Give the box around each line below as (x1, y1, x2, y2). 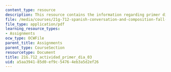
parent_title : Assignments (5, 41, 63, 46)
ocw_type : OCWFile (5, 36, 44, 41)
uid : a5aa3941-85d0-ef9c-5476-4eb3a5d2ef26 (5, 59, 99, 64)
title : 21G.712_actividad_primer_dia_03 (5, 54, 93, 60)
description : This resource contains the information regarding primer (5, 12, 160, 17)
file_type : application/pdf (5, 21, 65, 27)
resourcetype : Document (5, 50, 56, 55)
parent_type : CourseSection (5, 45, 65, 50)
